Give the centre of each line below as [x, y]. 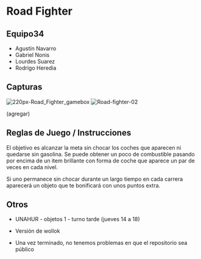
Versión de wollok [37, 231]
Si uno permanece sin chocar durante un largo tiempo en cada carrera [95, 179]
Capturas [24, 87]
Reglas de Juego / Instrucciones [69, 133]
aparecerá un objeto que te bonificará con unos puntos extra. [83, 185]
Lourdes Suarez [35, 61]
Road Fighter [40, 11]
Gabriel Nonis [32, 55]
